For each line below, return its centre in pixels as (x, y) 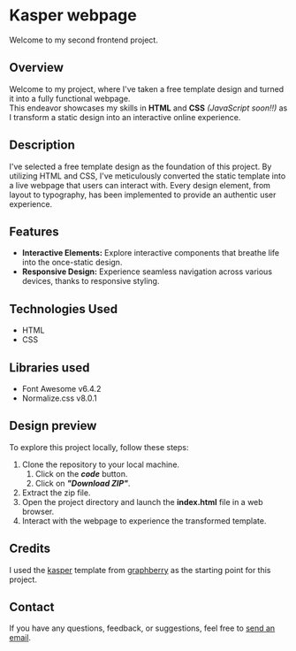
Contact (32, 607)
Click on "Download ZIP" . (83, 483)
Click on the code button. (81, 473)
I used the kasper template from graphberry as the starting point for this (140, 570)
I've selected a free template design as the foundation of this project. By (140, 166)
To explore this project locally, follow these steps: (99, 447)
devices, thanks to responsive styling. (91, 281)
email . (20, 638)
